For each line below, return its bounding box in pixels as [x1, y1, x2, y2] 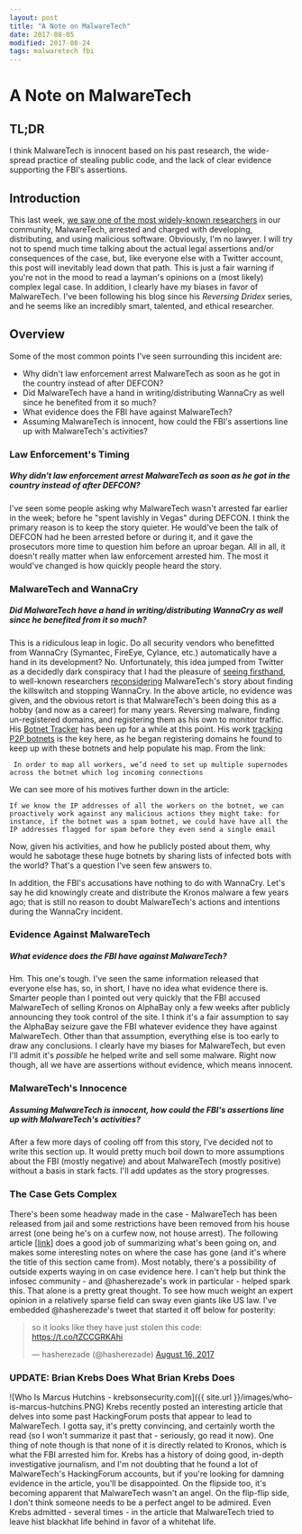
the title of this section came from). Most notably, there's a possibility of [9, 1256, 277, 1267]
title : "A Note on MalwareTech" [9, 22, 131, 31]
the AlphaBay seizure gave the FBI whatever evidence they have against [9, 1021, 278, 1032]
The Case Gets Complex [9, 1188, 117, 1201]
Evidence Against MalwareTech [9, 928, 151, 941]
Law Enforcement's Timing [9, 448, 131, 461]
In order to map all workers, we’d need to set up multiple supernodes [13, 760, 288, 769]
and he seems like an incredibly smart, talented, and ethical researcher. [9, 300, 275, 311]
